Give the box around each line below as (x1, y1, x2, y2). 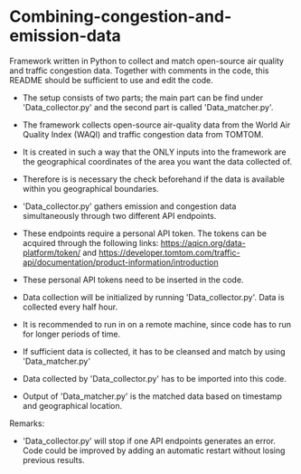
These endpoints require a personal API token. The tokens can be (22, 228, 268, 239)
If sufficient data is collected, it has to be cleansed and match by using (22, 346, 287, 356)
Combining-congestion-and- (9, 6, 232, 27)
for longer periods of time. (22, 328, 120, 339)
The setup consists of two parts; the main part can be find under (22, 92, 264, 103)
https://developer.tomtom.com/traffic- (99, 247, 241, 258)
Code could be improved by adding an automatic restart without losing (22, 445, 286, 456)
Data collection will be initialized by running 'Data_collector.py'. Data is (22, 291, 285, 302)
